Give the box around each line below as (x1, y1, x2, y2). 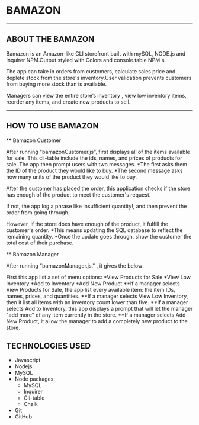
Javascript (14, 356, 41, 364)
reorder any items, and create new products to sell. (6, 98, 131, 105)
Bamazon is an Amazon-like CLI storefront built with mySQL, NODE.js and (6, 50, 186, 57)
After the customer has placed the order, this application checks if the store (6, 185, 191, 192)
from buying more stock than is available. (6, 81, 107, 88)
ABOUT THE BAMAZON (6, 34, 95, 44)
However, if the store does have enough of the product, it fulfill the (6, 220, 169, 227)
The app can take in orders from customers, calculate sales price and (6, 67, 176, 75)
